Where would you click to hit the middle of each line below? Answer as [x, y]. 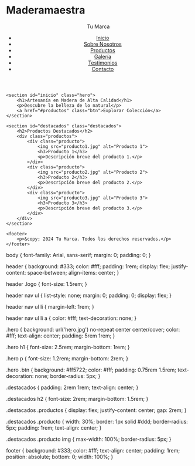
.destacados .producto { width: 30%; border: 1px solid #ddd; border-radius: [97, 421]
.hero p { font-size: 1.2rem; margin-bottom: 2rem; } [67, 358]
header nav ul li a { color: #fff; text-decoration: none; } [71, 318]
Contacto [103, 69]
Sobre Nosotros [103, 44]
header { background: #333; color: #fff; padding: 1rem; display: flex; [88, 266]
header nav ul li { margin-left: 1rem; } [50, 306]
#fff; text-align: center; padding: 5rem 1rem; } [61, 336]
